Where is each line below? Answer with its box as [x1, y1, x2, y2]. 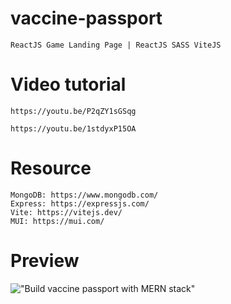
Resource [10, 157, 92, 180]
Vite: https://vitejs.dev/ [10, 207, 123, 217]
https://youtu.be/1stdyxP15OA [10, 123, 137, 134]
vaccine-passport [10, 7, 163, 30]
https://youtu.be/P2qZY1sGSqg [10, 106, 137, 116]
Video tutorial [10, 73, 127, 96]
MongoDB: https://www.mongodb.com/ [10, 190, 159, 200]
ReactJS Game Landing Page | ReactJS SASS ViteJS [10, 40, 222, 50]
